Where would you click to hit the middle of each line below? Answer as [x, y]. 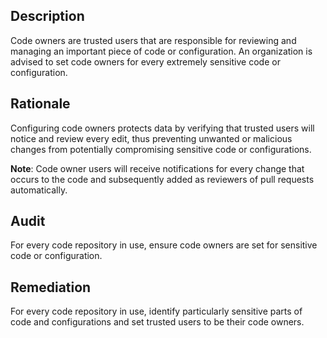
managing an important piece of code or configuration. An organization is [161, 51]
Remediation [51, 287]
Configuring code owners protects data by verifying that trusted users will [162, 128]
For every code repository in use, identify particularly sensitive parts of [156, 311]
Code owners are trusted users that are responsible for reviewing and [153, 40]
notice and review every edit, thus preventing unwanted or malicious [151, 138]
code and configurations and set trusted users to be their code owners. [157, 322]
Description [47, 16]
